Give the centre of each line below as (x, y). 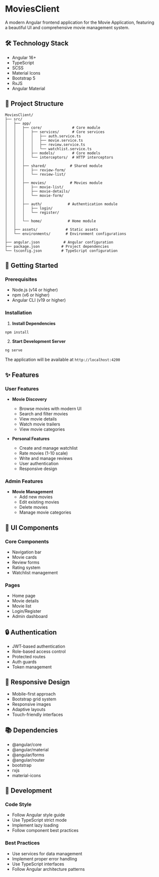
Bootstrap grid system (34, 699)
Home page (24, 596)
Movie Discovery (29, 399)
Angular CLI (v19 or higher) (39, 300)
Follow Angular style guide (38, 815)
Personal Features (31, 438)
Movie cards (24, 557)
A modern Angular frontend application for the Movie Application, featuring (80, 22)
